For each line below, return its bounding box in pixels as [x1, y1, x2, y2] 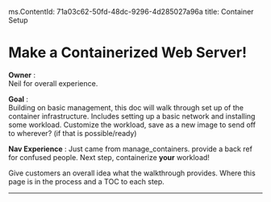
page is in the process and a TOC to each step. [8, 176, 165, 186]
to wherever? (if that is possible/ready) [8, 128, 137, 138]
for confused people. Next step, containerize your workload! [8, 152, 210, 162]
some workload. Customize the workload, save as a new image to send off [8, 120, 256, 130]
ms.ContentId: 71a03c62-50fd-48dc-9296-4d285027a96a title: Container [8, 7, 254, 16]
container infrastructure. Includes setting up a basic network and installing [8, 111, 256, 121]
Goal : [8, 94, 29, 104]
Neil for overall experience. [8, 78, 98, 88]
